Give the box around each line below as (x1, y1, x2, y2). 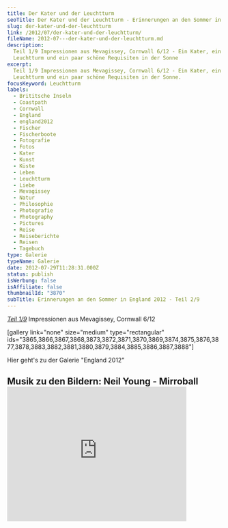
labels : (7, 86, 29, 93)
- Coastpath (13, 99, 48, 106)
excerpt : (7, 61, 32, 68)
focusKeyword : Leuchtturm (7, 80, 81, 87)
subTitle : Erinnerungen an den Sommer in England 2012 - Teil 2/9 (7, 296, 200, 303)
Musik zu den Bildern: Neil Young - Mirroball (7, 375, 199, 387)
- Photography (13, 213, 53, 220)
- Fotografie (13, 137, 51, 144)
